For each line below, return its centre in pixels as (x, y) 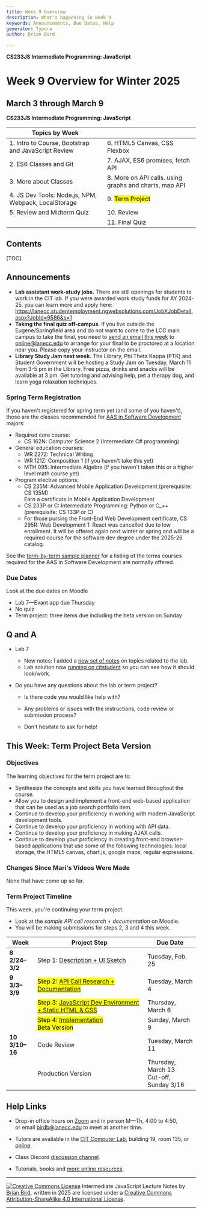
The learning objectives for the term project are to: (69, 776)
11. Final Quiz (127, 222)
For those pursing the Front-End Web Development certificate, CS (106, 519)
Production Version (64, 1074)
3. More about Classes (41, 182)
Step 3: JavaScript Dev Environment (88, 1003)
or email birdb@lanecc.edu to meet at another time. (79, 1128)
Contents (24, 244)
